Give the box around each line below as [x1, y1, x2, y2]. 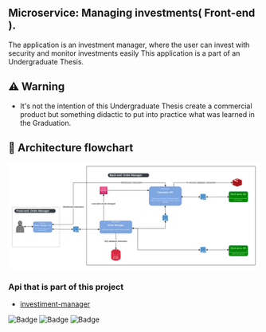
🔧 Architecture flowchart [8, 141, 134, 154]
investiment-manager [19, 299, 91, 309]
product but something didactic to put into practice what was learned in [19, 109, 255, 119]
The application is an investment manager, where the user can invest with [8, 40, 250, 49]
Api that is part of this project [8, 281, 124, 292]
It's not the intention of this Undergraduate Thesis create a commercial [19, 101, 252, 111]
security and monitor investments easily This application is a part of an [8, 48, 241, 58]
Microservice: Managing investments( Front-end [8, 6, 256, 20]
